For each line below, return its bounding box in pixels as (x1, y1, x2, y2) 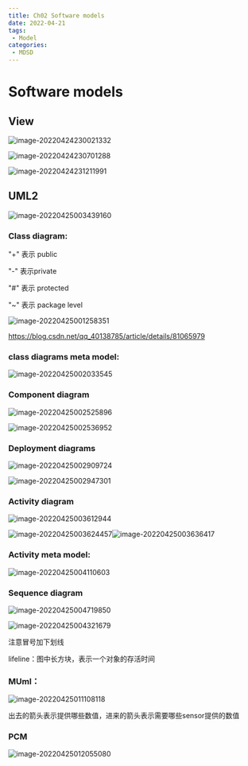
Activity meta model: (8, 550, 91, 561)
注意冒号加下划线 (8, 637, 64, 647)
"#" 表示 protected (8, 283, 69, 293)
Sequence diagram (8, 587, 83, 598)
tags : (8, 26, 26, 34)
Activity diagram (8, 496, 74, 507)
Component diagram (8, 389, 90, 400)
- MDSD (11, 49, 34, 56)
